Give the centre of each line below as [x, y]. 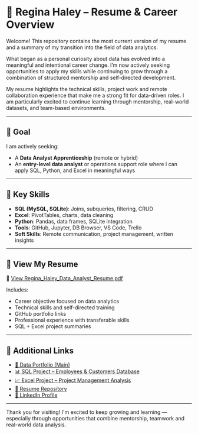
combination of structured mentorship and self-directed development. [91, 77]
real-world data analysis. [36, 425]
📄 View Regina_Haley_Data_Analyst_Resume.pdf [65, 278]
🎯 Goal [18, 132]
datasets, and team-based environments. [56, 108]
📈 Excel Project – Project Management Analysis [73, 380]
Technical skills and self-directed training [65, 307]
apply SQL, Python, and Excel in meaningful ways [75, 170]
